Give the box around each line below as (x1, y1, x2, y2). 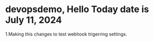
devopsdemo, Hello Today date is (5, 4, 149, 15)
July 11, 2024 (5, 14, 62, 26)
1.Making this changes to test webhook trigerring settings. (5, 31, 127, 37)
